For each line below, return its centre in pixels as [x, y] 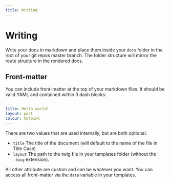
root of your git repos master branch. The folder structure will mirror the [81, 55]
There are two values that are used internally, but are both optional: [76, 133]
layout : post [19, 114]
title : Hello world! [27, 109]
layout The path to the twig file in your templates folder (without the [84, 154]
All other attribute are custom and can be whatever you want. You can [79, 169]
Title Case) [24, 148]
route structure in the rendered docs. [44, 61]
